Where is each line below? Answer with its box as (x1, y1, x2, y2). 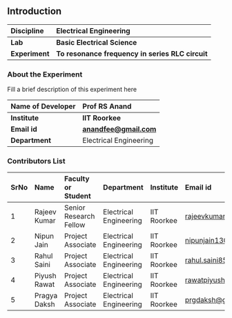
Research (64, 212, 95, 221)
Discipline (10, 26, 44, 35)
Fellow (64, 220, 86, 230)
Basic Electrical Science (56, 37, 137, 47)
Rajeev (34, 207, 57, 217)
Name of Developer (10, 101, 76, 111)
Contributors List (7, 157, 66, 166)
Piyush (34, 271, 57, 281)
